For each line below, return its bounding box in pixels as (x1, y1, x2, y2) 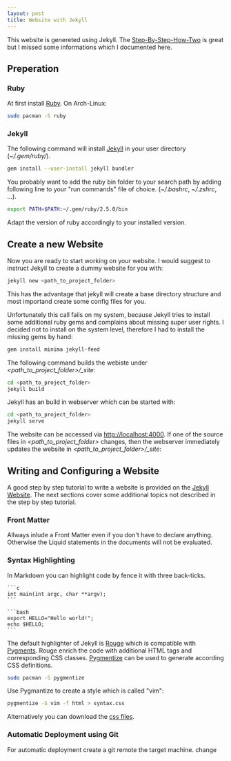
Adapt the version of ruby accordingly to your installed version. (7, 218, 186, 227)
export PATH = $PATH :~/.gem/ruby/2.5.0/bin (7, 206, 128, 213)
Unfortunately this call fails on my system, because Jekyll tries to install (7, 310, 210, 318)
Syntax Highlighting (7, 555, 76, 565)
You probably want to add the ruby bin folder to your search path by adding (7, 177, 222, 186)
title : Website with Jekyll (7, 17, 88, 23)
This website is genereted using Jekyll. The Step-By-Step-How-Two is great (7, 35, 224, 44)
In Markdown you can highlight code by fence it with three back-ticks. (7, 571, 206, 579)
